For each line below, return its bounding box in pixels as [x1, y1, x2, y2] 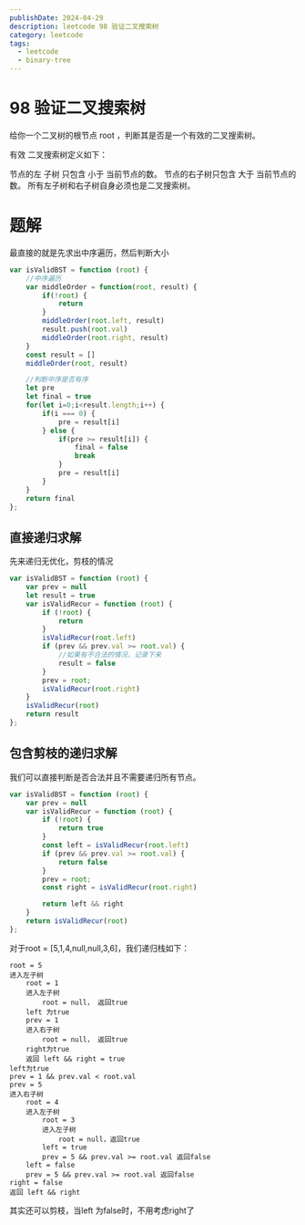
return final [25, 493, 76, 503]
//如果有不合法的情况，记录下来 [57, 650, 162, 659]
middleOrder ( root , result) [25, 358, 128, 368]
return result [25, 710, 79, 719]
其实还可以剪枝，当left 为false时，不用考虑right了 [9, 1205, 195, 1216]
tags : [9, 38, 30, 48]
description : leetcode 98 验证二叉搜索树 [9, 22, 159, 31]
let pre [25, 384, 55, 393]
